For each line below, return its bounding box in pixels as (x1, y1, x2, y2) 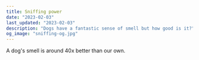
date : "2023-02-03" (6, 14, 54, 20)
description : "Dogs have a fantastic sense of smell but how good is (6, 25, 182, 31)
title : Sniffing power (6, 8, 62, 15)
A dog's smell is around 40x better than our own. (6, 47, 126, 54)
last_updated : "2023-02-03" (6, 20, 76, 26)
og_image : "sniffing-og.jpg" (6, 31, 78, 37)
